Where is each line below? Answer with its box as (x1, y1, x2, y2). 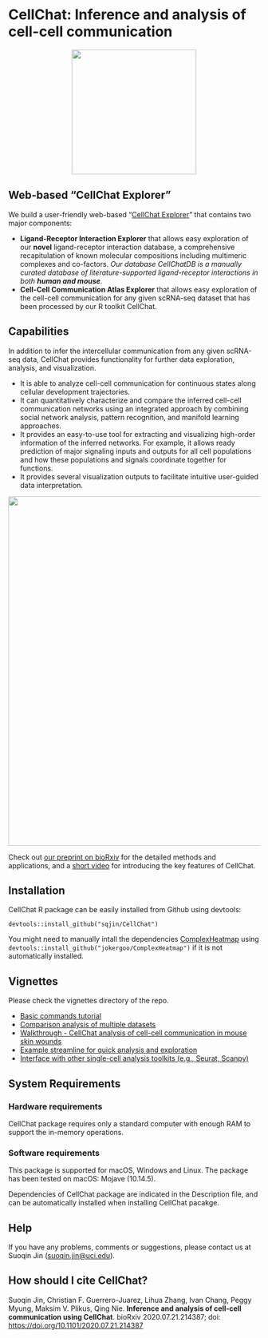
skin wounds (19, 1037, 62, 1046)
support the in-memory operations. (8, 1127, 124, 1137)
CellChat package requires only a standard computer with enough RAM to (8, 1118, 251, 1128)
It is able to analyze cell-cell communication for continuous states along (19, 378, 257, 388)
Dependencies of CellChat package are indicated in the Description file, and (8, 1189, 258, 1199)
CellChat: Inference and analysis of (8, 6, 246, 24)
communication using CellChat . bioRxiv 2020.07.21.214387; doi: (8, 1312, 221, 1321)
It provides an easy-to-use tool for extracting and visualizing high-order (19, 429, 256, 439)
